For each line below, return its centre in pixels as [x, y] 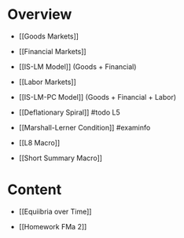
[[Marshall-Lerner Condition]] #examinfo [85, 127]
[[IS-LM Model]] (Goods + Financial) [77, 66]
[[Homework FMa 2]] [53, 226]
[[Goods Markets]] [49, 36]
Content [35, 190]
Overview [40, 15]
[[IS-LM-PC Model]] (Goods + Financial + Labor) [98, 97]
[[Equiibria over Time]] [55, 211]
